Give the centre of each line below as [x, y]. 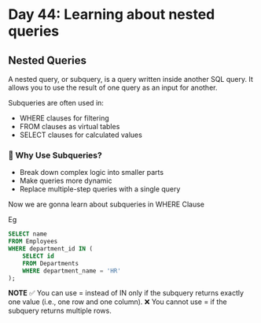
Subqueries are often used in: [56, 103]
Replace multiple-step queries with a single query [100, 189]
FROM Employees [33, 242]
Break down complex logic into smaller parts [91, 173]
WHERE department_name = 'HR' [72, 271]
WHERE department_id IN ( [50, 249]
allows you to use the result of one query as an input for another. [113, 87]
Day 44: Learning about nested [112, 15]
